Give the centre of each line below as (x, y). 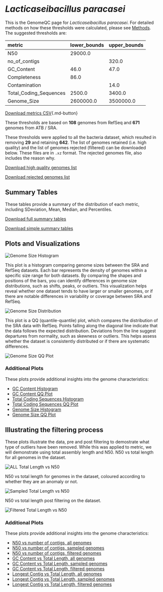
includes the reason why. (30, 158)
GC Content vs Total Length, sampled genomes (60, 563)
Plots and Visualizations (43, 244)
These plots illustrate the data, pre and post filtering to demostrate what (77, 442)
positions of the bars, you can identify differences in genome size (71, 280)
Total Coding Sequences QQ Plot (45, 404)
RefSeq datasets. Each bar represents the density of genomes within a (76, 270)
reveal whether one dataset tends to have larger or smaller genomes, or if (79, 291)
